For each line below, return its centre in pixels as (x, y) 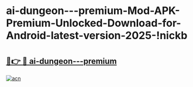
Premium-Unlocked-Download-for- (94, 23)
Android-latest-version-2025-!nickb (97, 36)
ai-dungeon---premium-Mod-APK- (93, 11)
